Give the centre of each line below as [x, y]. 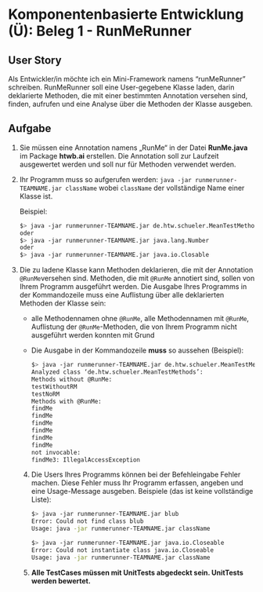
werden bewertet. [61, 581]
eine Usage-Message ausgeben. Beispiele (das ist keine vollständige [142, 492]
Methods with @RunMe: [66, 401]
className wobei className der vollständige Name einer [155, 188]
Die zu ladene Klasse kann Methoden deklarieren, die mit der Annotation [136, 270]
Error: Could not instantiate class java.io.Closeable [122, 550]
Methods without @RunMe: [72, 379]
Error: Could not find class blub [87, 521]
